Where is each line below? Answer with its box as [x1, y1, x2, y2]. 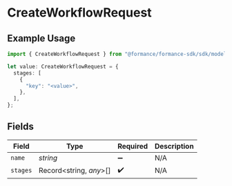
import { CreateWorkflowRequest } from [7, 50, 122, 57]
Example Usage [7, 32, 76, 44]
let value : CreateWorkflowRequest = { [7, 63, 119, 70]
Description [154, 141, 195, 151]
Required [117, 141, 148, 151]
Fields [7, 121, 35, 133]
